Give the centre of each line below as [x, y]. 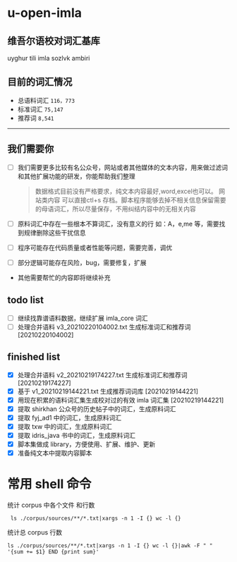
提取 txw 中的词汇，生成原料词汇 [65, 426]
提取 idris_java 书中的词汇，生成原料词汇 [77, 435]
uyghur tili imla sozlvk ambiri [49, 58]
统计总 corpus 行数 [35, 532]
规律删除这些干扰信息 [55, 232]
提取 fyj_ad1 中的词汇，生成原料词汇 [69, 417]
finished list [34, 357]
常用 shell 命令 [49, 484]
